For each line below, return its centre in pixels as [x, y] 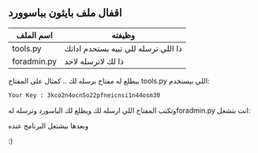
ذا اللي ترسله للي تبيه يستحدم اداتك [123, 48]
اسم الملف [34, 35]
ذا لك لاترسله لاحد [94, 61]
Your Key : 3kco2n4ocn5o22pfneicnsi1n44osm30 [84, 95]
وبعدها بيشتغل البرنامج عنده [49, 125]
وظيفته [123, 35]
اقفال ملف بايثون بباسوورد [65, 13]
